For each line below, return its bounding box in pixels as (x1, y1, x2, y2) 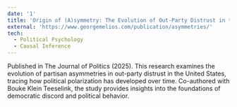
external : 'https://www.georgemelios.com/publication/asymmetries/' (7, 23, 213, 30)
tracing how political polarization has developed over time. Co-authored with (7, 77, 230, 85)
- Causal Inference (13, 43, 71, 50)
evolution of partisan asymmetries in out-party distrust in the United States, (7, 69, 227, 78)
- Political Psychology (13, 36, 83, 43)
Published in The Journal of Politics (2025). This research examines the (7, 62, 215, 70)
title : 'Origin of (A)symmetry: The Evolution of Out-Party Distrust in (7, 17, 226, 24)
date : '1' (7, 10, 37, 17)
